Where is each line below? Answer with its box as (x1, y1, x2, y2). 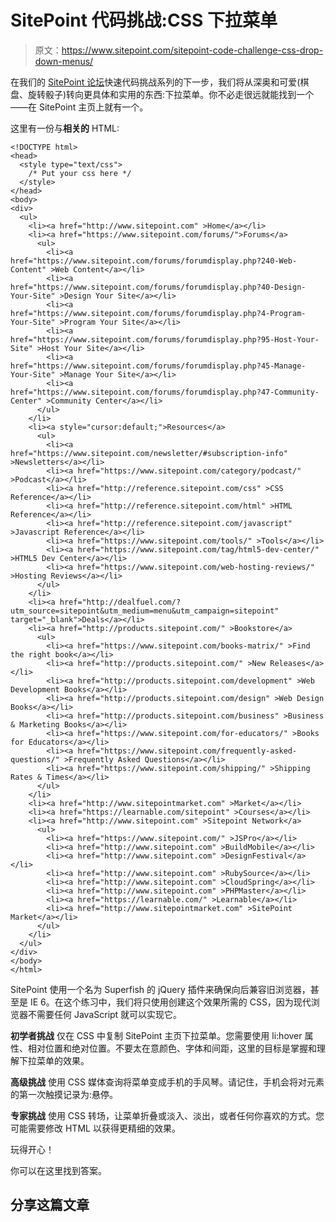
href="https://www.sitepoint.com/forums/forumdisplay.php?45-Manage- (10, 361, 307, 371)
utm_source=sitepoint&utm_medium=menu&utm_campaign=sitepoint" (10, 606, 280, 616)
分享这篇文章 (10, 1197, 90, 1214)
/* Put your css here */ (28, 168, 132, 178)
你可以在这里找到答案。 (10, 1164, 107, 1176)
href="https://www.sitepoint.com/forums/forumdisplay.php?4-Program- (10, 308, 307, 318)
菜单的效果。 (36, 1054, 90, 1066)
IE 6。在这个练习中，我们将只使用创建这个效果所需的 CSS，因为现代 (29, 996, 312, 1008)
